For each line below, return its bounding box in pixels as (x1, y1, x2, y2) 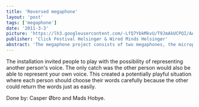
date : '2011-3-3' (6, 25, 49, 31)
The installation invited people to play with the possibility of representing (6, 57, 184, 65)
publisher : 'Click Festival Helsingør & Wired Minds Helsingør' (6, 36, 168, 42)
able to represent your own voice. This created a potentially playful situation (6, 70, 191, 77)
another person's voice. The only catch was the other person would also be (6, 64, 191, 71)
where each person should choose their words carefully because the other (6, 76, 188, 83)
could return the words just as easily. (6, 83, 97, 90)
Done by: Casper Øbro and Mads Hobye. (6, 94, 105, 101)
